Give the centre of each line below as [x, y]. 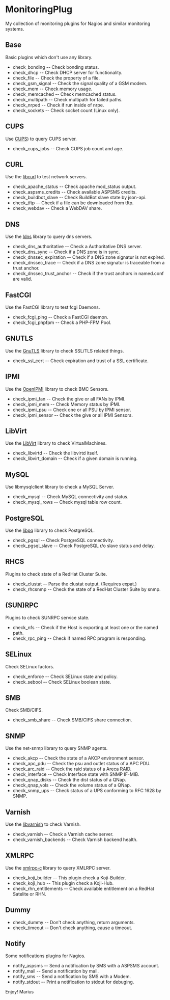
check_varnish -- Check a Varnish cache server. [63, 834]
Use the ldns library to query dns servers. [49, 237]
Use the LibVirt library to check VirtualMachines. [56, 443]
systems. [15, 29]
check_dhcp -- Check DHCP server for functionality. [67, 72]
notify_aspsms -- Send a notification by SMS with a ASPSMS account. [86, 966]
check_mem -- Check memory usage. [52, 89]
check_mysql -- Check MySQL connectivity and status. [70, 497]
